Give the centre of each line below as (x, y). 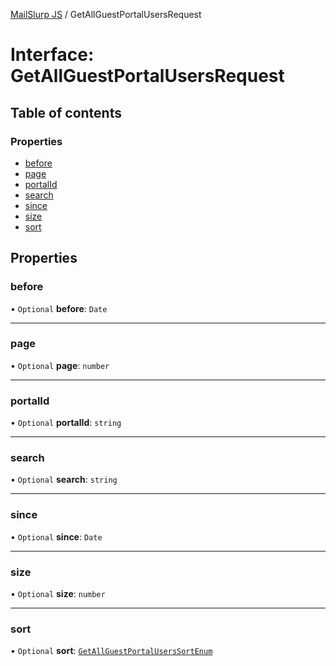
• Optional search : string (64, 480)
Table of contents (66, 112)
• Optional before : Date (59, 308)
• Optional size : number (58, 594)
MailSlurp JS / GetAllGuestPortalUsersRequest (106, 14)
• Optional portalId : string (66, 423)
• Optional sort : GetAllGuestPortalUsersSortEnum (111, 651)
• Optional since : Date (56, 536)
